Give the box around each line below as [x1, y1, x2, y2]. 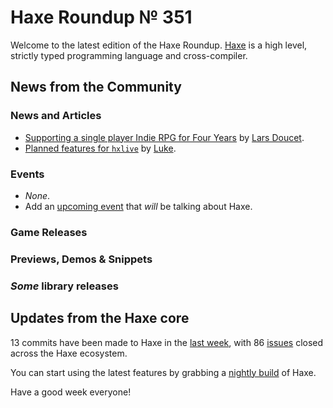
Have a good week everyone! [10, 386, 132, 398]
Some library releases [10, 279, 119, 293]
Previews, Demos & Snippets [10, 252, 153, 266]
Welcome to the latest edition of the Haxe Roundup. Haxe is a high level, [10, 39, 308, 51]
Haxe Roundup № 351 [10, 6, 193, 29]
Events [10, 167, 45, 181]
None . [24, 189, 51, 201]
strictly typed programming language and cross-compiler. [10, 49, 248, 61]
